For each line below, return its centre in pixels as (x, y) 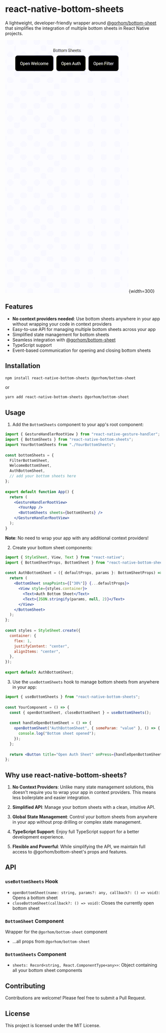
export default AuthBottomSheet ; (40, 672)
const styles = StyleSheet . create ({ (43, 631)
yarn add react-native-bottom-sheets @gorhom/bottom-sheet (67, 397)
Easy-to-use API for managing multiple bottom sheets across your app (84, 329)
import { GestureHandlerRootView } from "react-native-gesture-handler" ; (83, 434)
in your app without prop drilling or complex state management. (77, 822)
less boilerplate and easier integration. (51, 798)
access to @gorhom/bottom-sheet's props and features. (70, 852)
